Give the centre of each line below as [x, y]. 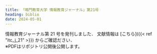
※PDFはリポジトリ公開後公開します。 [44, 46]
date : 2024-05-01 [23, 19]
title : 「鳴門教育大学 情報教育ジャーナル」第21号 [52, 10]
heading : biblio [22, 14]
